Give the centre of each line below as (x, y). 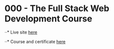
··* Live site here (21, 32)
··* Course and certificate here (35, 41)
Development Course (48, 19)
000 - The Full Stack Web (57, 8)
